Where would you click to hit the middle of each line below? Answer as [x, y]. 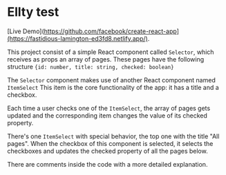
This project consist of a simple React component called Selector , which [111, 52]
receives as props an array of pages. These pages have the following [106, 59]
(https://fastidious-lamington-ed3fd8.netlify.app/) [78, 38]
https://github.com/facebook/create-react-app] [112, 31]
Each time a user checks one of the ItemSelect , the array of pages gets [109, 108]
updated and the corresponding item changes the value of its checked [107, 116]
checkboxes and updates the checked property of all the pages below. [108, 151]
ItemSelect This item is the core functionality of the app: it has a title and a [113, 87]
